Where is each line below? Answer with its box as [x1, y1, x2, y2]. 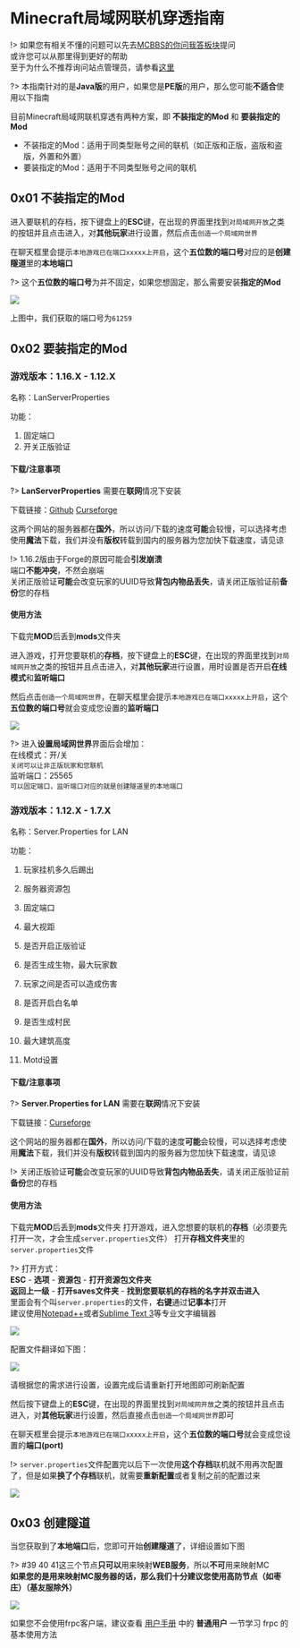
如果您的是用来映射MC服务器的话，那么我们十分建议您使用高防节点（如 [10, 1571, 274, 1582]
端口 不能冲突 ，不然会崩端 [10, 565, 104, 576]
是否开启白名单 [22, 997, 79, 1008]
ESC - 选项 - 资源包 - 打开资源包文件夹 [10, 1274, 153, 1285]
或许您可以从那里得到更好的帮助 [10, 50, 128, 61]
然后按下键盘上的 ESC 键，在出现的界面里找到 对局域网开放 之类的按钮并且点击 [10, 1398, 285, 1409]
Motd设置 [22, 1055, 59, 1065]
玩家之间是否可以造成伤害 [22, 978, 118, 989]
